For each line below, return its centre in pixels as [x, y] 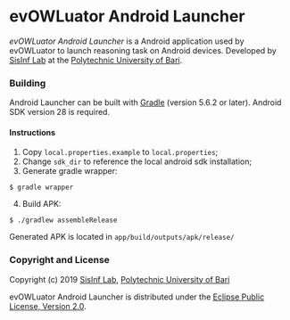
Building [28, 83]
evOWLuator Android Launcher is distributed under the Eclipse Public [137, 297]
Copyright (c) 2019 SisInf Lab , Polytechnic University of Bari [120, 279]
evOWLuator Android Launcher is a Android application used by [127, 41]
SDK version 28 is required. [59, 112]
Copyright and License [59, 260]
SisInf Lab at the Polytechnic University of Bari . [96, 60]
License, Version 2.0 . [48, 306]
